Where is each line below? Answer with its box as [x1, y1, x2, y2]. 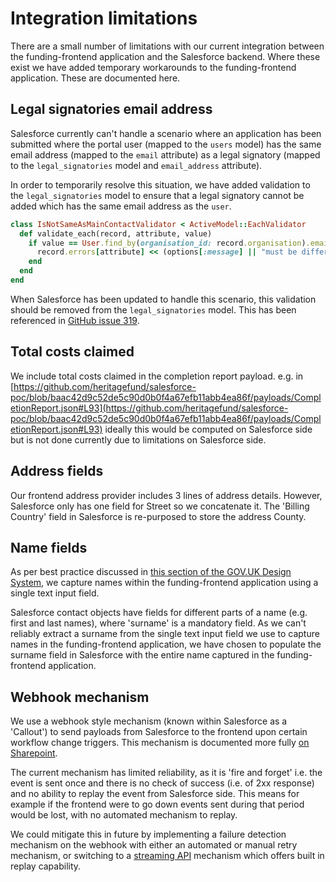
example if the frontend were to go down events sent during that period [10, 798, 305, 811]
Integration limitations [10, 7, 198, 30]
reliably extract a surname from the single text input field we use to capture [10, 628, 320, 640]
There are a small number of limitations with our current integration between [10, 40, 325, 52]
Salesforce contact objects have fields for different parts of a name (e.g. [10, 607, 308, 619]
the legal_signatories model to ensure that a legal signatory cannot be [10, 189, 305, 201]
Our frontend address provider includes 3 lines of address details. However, [10, 489, 323, 501]
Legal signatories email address [10, 101, 213, 118]
